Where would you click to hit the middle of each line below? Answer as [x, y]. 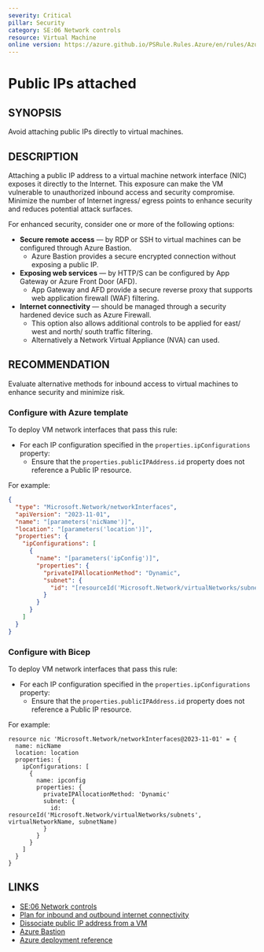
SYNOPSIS [35, 112]
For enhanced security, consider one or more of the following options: [121, 224]
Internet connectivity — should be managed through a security [123, 306]
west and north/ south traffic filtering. [92, 331]
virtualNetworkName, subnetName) [63, 822]
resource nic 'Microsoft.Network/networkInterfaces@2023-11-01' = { [123, 739]
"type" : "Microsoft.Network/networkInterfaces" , [96, 507]
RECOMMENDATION [59, 364]
